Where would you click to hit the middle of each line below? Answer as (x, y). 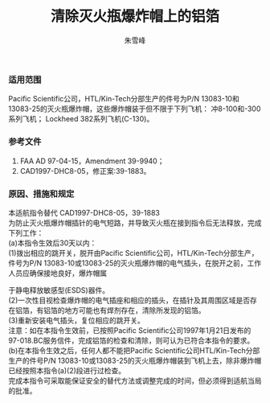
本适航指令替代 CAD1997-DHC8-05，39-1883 (84, 212)
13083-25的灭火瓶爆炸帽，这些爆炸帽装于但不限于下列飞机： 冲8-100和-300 (135, 109)
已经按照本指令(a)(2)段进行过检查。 (67, 370)
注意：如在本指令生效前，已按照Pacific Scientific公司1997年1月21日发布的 (130, 330)
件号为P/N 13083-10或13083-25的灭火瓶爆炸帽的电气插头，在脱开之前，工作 (135, 263)
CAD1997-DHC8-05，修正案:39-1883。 (85, 171)
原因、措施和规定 (41, 194)
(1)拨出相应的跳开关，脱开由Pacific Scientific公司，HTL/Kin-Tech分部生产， (133, 253)
